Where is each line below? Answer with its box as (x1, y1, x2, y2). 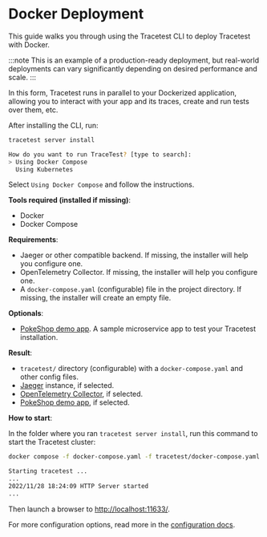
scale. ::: (8, 72, 37, 82)
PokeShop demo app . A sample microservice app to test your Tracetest (19, 324, 257, 333)
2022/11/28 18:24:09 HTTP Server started (8, 482, 149, 491)
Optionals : (8, 309, 44, 318)
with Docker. (8, 39, 51, 49)
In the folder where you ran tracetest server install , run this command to (8, 429, 258, 438)
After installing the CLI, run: (8, 120, 99, 130)
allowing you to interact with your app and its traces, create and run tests (8, 96, 250, 106)
